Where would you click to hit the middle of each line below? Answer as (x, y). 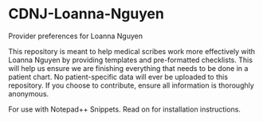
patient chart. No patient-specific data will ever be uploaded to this (118, 77)
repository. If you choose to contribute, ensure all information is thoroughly (131, 85)
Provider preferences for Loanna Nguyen (76, 36)
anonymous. (29, 93)
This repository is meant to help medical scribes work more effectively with (132, 51)
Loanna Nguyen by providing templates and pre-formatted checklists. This (131, 60)
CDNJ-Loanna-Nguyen (86, 14)
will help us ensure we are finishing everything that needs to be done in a (128, 68)
